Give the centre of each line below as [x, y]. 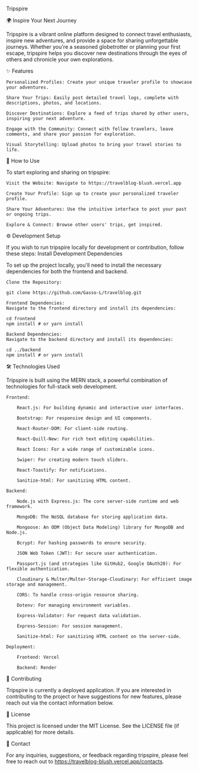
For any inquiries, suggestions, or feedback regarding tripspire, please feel [97, 755]
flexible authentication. [38, 569]
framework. [20, 507]
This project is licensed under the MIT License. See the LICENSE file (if [93, 726]
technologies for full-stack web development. [62, 386]
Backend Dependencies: [34, 334]
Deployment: [21, 647]
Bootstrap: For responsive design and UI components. [84, 418]
